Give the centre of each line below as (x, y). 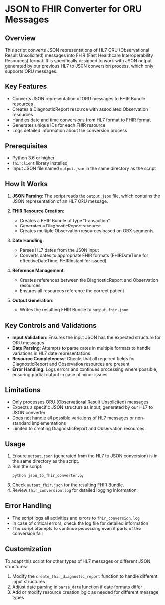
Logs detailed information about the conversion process (70, 130)
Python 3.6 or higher (33, 158)
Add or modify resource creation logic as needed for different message (85, 592)
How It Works (27, 184)
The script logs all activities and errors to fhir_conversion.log (76, 518)
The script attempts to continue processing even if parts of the (77, 528)
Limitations (23, 390)
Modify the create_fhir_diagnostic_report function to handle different (85, 576)
